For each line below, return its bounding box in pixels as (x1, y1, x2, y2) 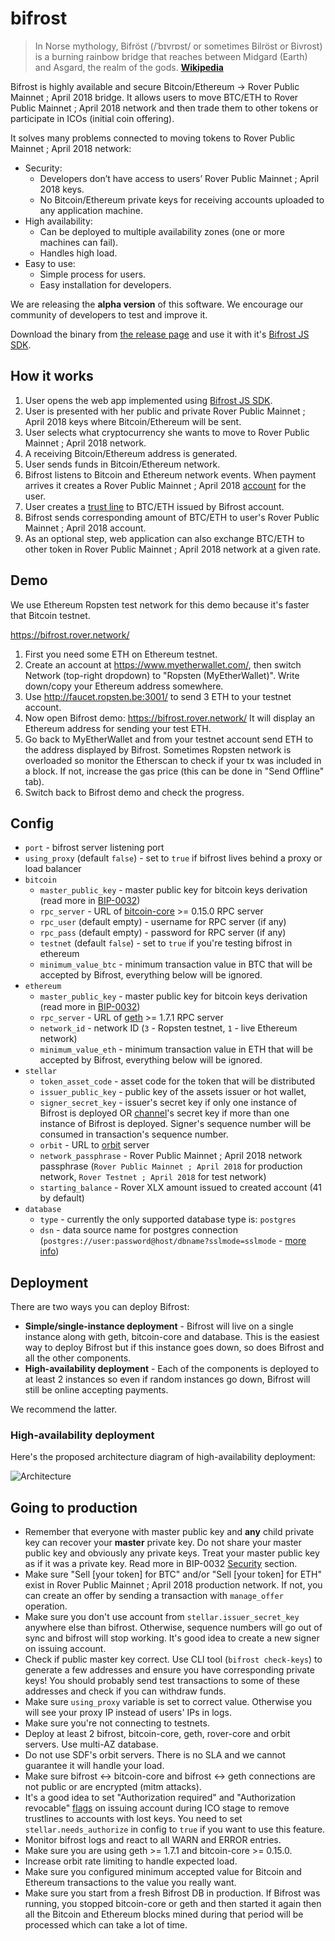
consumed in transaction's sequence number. (39, 1128, 229, 1141)
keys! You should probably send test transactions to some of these (24, 1675, 301, 1687)
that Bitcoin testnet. (10, 609, 91, 621)
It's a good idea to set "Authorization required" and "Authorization (24, 1792, 296, 1804)
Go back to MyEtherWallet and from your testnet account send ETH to (24, 733, 314, 745)
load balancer (24, 863, 82, 875)
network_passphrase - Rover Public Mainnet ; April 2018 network (39, 1150, 303, 1162)
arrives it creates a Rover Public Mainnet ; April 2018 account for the (24, 479, 307, 491)
